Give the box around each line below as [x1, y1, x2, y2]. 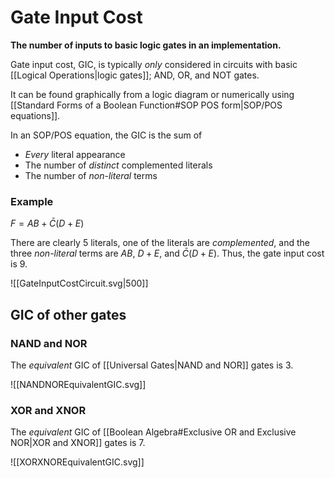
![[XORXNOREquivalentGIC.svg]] [10, 456, 145, 468]
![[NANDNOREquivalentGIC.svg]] [10, 378, 147, 390]
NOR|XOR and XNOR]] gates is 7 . [10, 437, 146, 449]
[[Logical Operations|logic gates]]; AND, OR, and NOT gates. [10, 69, 260, 81]
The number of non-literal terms [24, 169, 158, 181]
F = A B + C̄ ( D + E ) [10, 217, 85, 230]
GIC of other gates [10, 306, 127, 323]
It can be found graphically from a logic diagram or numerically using [10, 88, 295, 100]
